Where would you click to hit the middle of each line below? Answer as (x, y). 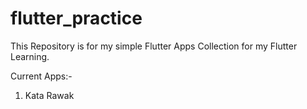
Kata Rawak (49, 95)
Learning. (30, 56)
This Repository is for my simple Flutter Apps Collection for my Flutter (154, 46)
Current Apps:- (41, 76)
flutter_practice (76, 18)
